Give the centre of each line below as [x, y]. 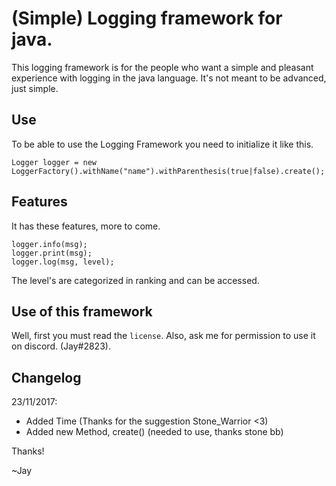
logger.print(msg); [52, 253]
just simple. [35, 88]
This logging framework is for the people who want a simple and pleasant [162, 67]
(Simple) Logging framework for [147, 18]
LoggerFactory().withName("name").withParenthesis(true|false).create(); [168, 171]
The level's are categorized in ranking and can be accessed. [135, 280]
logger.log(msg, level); [63, 262]
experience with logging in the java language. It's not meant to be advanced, [169, 78]
